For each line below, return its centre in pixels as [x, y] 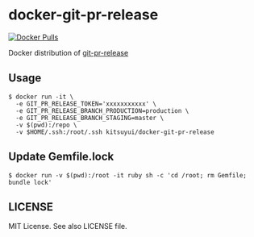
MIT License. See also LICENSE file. [68, 227]
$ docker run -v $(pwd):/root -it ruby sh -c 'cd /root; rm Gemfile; [128, 175]
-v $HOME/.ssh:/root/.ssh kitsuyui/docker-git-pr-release [115, 132]
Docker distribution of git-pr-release [69, 52]
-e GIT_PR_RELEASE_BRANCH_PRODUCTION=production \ [102, 110]
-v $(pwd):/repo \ [47, 125]
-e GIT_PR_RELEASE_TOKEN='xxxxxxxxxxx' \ [86, 104]
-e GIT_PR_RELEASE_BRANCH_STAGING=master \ [90, 118]
